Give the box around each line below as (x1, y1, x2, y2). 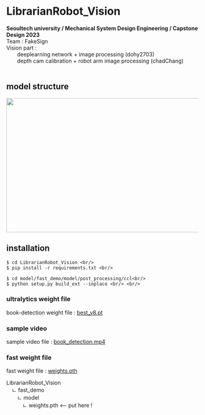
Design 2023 (6, 31, 40, 38)
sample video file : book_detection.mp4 (6, 338, 106, 346)
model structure (6, 82, 69, 92)
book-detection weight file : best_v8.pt (6, 308, 103, 316)
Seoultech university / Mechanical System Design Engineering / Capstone (6, 25, 198, 32)
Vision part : (6, 44, 37, 51)
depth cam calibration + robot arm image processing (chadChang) (17, 57, 184, 64)
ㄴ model (17, 394, 40, 402)
